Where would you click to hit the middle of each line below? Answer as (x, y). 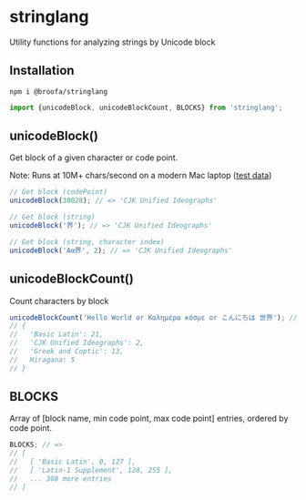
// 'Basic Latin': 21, (56, 334)
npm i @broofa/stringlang (58, 92)
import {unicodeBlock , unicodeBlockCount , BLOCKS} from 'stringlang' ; (146, 107)
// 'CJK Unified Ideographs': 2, (77, 343)
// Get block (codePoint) (58, 192)
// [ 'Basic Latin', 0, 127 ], (73, 462)
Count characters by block (59, 301)
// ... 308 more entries (61, 479)
